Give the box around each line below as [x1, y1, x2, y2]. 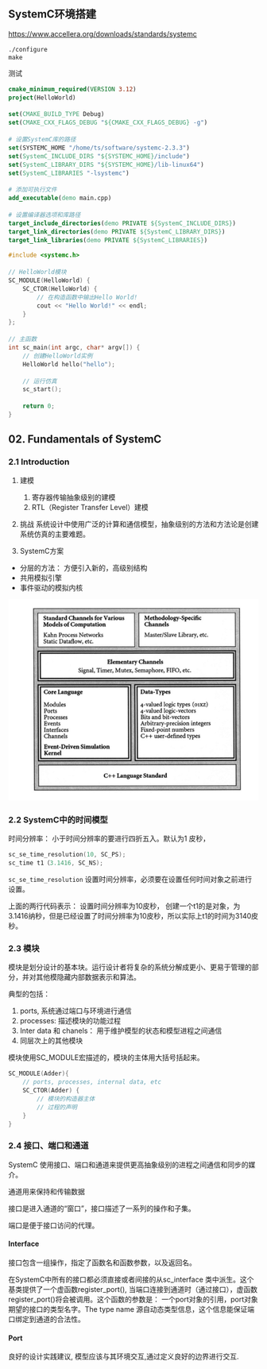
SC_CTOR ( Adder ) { [22, 1087, 80, 1095]
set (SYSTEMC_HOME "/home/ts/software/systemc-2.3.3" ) [8, 144, 191, 152]
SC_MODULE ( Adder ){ [8, 1069, 69, 1078]
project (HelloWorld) [8, 94, 77, 102]
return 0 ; [22, 402, 56, 411]
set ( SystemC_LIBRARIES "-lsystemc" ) [8, 169, 130, 177]
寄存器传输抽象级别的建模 [31, 492, 116, 502]
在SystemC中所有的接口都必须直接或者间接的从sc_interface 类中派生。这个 [8, 1274, 254, 1284]
